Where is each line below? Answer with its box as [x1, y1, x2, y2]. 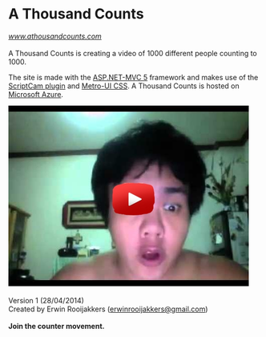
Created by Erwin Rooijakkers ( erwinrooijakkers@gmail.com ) [8, 304, 208, 314]
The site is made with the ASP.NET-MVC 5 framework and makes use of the [8, 72, 259, 82]
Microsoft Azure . [8, 89, 64, 99]
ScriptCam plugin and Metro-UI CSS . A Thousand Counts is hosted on [8, 81, 240, 91]
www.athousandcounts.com [8, 31, 102, 41]
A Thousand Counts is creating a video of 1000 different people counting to [8, 48, 258, 58]
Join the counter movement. [8, 321, 105, 331]
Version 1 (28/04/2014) [8, 295, 84, 305]
